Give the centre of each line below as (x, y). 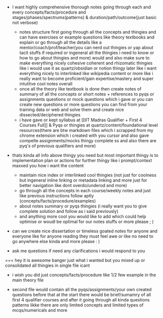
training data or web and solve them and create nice (72, 110)
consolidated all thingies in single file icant (47, 265)
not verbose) (25, 22)
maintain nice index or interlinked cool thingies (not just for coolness (88, 175)
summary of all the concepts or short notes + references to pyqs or (87, 94)
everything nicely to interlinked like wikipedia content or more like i (86, 73)
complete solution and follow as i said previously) (69, 211)
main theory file (28, 280)
